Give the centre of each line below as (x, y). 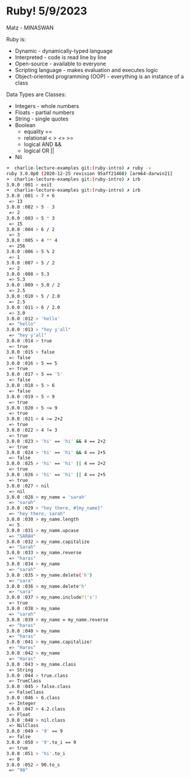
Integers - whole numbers (47, 106)
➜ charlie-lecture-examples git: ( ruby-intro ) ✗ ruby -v (79, 168)
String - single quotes (42, 119)
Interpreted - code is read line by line (61, 57)
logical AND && (43, 144)
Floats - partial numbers (45, 112)
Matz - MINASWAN (30, 28)
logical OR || (39, 151)
